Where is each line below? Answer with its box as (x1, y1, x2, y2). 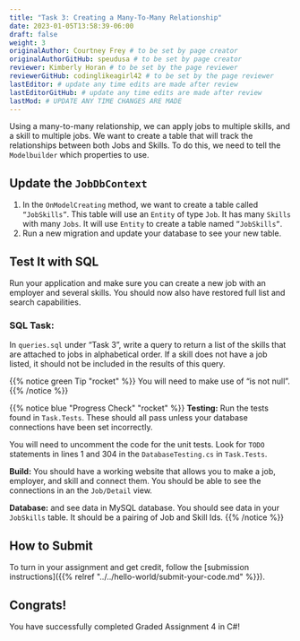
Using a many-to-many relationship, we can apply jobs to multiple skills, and (9, 121, 291, 132)
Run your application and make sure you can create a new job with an (9, 278, 266, 288)
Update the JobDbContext (9, 176, 148, 191)
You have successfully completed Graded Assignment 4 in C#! (9, 620, 240, 632)
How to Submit (9, 538, 94, 553)
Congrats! (9, 597, 67, 612)
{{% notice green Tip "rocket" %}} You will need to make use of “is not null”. (9, 376, 291, 386)
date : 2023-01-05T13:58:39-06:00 (9, 22, 134, 30)
